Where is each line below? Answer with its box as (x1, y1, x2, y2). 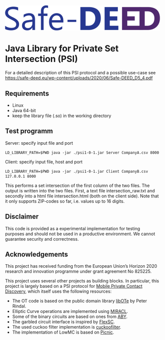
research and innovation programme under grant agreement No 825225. (5, 269, 152, 275)
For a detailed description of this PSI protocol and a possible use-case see (5, 70, 156, 76)
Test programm (5, 127, 53, 135)
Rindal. (12, 303, 27, 309)
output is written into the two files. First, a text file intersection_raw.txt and (5, 187, 155, 193)
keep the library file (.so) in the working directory (12, 113, 111, 119)
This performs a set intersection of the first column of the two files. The (5, 183, 150, 188)
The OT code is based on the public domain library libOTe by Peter (12, 298, 147, 304)
